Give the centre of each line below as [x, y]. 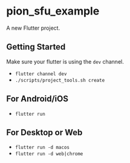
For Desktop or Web [44, 132]
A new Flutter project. [33, 28]
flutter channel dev [41, 74]
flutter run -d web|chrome [49, 154]
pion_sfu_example [53, 11]
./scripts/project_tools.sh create [60, 80]
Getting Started [36, 47]
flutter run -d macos [42, 148]
